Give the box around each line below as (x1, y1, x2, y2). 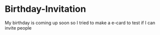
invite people (5, 25, 32, 31)
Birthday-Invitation (5, 3, 87, 15)
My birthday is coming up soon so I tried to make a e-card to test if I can (5, 20, 155, 26)
